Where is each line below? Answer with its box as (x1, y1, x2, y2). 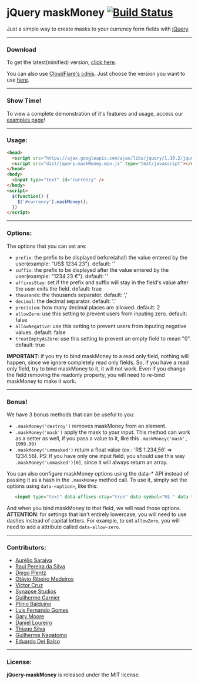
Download (6, 45, 37, 53)
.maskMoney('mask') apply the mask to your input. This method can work (15, 429, 190, 436)
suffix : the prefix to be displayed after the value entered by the (15, 266, 169, 273)
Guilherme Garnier (15, 594, 61, 601)
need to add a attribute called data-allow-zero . (6, 523, 120, 530)
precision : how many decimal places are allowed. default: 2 (15, 304, 160, 311)
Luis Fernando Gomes (15, 606, 69, 614)
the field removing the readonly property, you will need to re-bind (6, 371, 165, 378)
